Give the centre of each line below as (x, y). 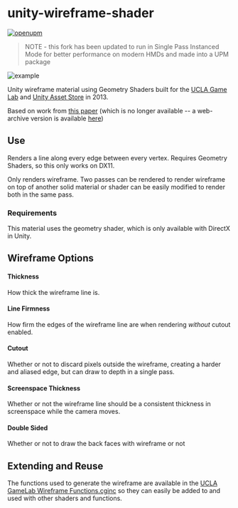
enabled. (20, 332)
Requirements (32, 213)
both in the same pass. (41, 195)
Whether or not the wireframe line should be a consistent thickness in (109, 404)
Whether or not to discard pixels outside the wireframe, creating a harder (114, 364)
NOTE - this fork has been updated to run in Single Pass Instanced (122, 46)
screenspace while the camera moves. (64, 412)
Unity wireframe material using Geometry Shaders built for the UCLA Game (117, 89)
